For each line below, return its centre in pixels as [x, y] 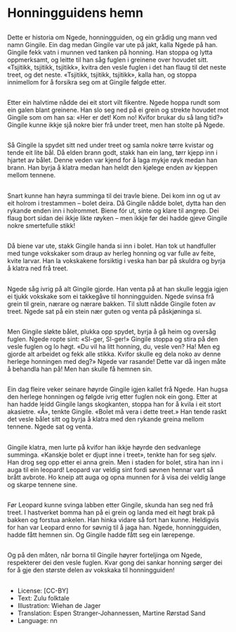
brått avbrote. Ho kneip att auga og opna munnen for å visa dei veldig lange [117, 477]
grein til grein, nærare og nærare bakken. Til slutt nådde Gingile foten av [112, 303]
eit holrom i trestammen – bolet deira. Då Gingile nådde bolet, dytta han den [117, 203]
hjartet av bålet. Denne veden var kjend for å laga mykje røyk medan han [112, 160]
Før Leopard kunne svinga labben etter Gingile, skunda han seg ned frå [110, 505]
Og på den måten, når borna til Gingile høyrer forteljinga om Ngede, [105, 555]
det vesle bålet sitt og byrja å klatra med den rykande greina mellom [106, 419]
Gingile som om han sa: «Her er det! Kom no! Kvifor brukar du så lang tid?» [115, 117]
